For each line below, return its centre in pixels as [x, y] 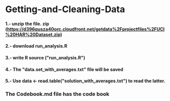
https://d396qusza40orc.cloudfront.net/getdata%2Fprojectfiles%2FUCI [86, 29]
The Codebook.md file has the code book [57, 94]
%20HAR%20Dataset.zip [33, 35]
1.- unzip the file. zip [27, 23]
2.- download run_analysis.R [36, 46]
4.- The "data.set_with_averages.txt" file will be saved [64, 69]
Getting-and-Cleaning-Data [65, 9]
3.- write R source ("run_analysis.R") [45, 57]
